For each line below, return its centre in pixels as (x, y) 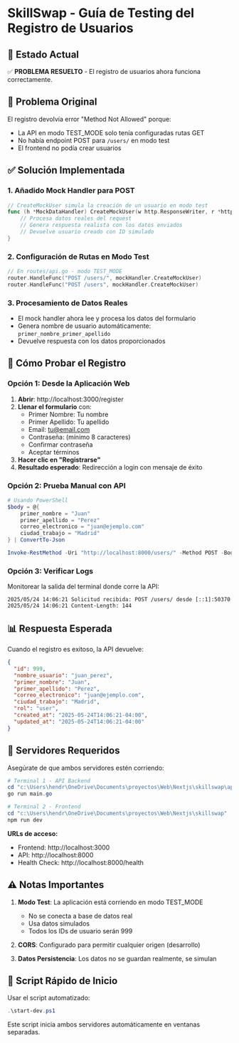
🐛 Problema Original (52, 102)
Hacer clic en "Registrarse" (59, 460)
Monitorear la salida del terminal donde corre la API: (84, 587)
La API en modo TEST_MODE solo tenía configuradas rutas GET (111, 132)
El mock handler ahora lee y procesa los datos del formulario (107, 318)
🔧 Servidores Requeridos (64, 751)
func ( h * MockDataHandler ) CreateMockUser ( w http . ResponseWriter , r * (114, 212)
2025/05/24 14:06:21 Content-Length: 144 (70, 606)
